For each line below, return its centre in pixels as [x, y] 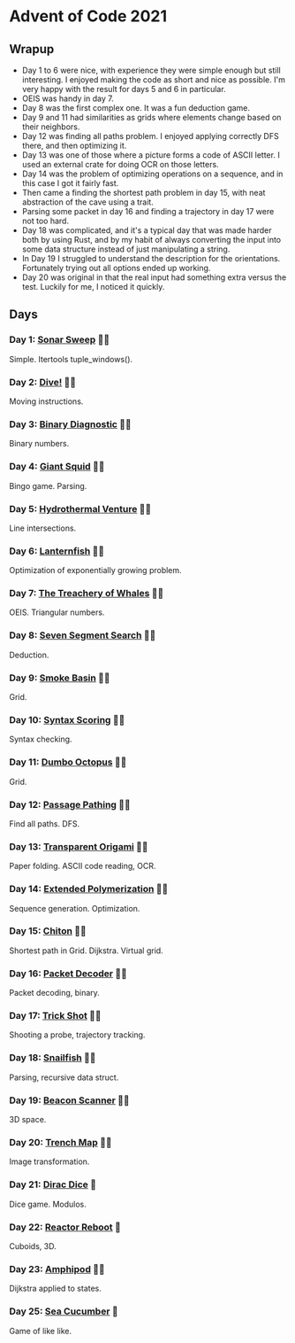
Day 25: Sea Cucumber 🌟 [64, 1311]
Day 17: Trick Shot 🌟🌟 [55, 1016]
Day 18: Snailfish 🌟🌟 [53, 1058]
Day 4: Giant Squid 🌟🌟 [57, 467]
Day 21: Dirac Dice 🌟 [53, 1184]
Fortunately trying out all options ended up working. [116, 268]
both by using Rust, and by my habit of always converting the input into [151, 240]
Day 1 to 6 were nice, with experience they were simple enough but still [151, 70]
